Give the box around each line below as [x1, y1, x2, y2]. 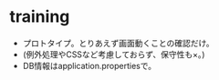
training [9, 6, 70, 27]
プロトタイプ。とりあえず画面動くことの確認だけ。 [22, 37, 214, 48]
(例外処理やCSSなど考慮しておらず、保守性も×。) [22, 48, 205, 60]
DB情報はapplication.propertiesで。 [22, 60, 157, 71]
